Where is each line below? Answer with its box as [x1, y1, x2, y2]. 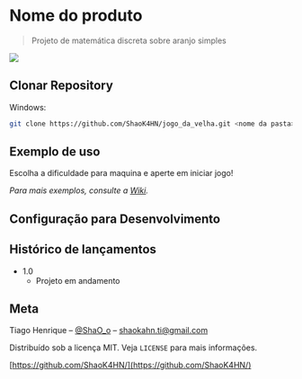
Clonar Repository [9, 78, 114, 93]
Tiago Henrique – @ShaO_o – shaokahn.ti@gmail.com [9, 325, 209, 336]
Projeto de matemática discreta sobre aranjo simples [31, 35, 226, 46]
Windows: [9, 101, 47, 112]
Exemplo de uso [9, 145, 101, 160]
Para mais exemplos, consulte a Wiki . [9, 185, 148, 196]
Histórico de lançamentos [9, 242, 157, 257]
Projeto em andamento [35, 275, 120, 286]
